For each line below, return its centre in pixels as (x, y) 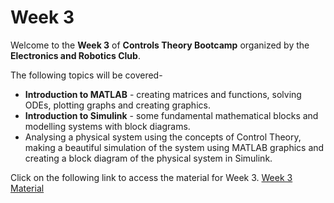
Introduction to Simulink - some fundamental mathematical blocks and (171, 115)
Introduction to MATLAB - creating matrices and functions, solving (163, 94)
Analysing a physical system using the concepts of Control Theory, (163, 137)
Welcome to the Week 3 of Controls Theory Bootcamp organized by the (160, 45)
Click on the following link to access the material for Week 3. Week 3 (151, 177)
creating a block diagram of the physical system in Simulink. (148, 158)
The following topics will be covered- (86, 75)
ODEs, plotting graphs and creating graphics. (117, 105)
